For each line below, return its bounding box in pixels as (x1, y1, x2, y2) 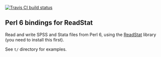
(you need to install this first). (5, 37, 65, 42)
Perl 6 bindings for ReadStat (5, 19, 93, 27)
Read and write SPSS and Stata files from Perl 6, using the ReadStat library (5, 32, 156, 38)
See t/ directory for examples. (5, 46, 67, 52)
